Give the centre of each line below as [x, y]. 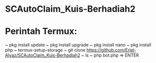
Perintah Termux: [41, 31]
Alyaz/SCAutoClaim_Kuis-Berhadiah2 [43, 55]
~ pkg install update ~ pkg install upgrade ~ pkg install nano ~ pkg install [78, 45]
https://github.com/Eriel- [111, 50]
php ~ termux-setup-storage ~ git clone [45, 50]
